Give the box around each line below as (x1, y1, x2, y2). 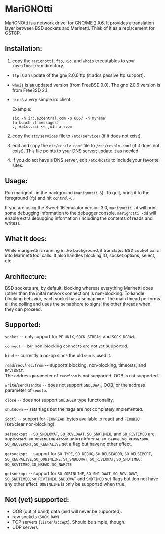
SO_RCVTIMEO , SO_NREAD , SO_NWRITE (5, 461, 72, 467)
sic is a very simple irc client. (12, 96, 72, 102)
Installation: (5, 44, 43, 53)
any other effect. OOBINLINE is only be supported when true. (5, 481, 126, 487)
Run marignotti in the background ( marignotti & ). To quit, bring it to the (5, 189, 150, 195)
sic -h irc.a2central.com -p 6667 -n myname (12, 116, 105, 121)
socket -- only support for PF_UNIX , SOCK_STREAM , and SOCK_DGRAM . (5, 334, 135, 339)
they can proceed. (5, 306, 42, 312)
